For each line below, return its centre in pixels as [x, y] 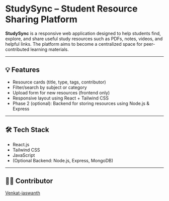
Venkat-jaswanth [23, 193]
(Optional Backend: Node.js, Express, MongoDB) [63, 160]
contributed [17, 49]
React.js [21, 144]
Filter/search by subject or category [50, 87]
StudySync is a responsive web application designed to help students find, [83, 33]
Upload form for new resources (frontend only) [61, 92]
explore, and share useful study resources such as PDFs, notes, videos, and [84, 39]
